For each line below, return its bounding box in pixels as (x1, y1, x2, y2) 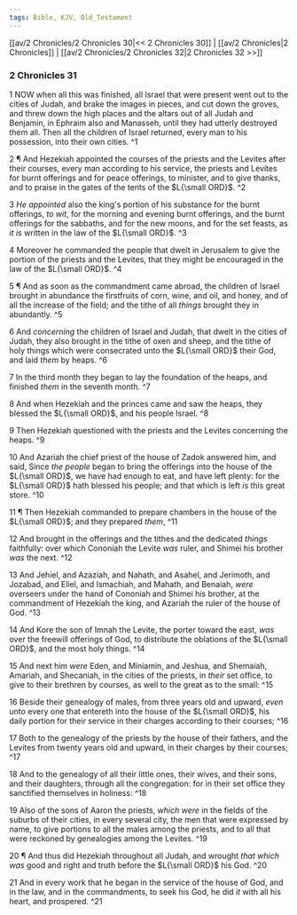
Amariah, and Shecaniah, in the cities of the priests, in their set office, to (9, 670, 273, 680)
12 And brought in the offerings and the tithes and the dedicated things (9, 533, 268, 544)
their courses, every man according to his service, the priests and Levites (9, 163, 277, 173)
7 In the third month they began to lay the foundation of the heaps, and (9, 371, 268, 382)
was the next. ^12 (9, 552, 73, 562)
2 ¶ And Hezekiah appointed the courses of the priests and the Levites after (9, 153, 286, 164)
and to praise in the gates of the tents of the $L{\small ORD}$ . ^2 (9, 181, 246, 192)
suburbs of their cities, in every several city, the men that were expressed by (9, 814, 289, 824)
